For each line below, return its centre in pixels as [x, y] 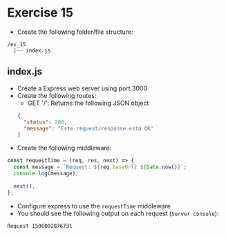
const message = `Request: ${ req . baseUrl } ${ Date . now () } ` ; [100, 167]
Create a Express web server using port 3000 [82, 88]
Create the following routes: [57, 95]
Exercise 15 [40, 13]
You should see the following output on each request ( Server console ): [118, 213]
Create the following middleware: [64, 148]
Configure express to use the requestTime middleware [94, 206]
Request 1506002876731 [40, 226]
